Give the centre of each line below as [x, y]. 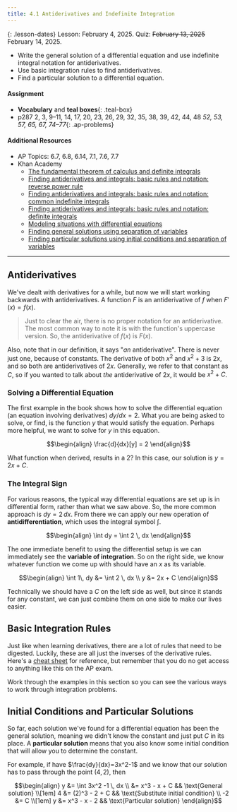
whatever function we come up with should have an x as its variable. [107, 564]
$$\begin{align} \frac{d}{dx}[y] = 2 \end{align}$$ [119, 444]
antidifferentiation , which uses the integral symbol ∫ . [84, 521]
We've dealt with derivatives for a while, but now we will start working [109, 292]
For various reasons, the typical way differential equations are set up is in [114, 499]
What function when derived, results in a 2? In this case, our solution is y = [116, 458]
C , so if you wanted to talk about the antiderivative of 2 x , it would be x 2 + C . [117, 374]
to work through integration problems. [62, 689]
